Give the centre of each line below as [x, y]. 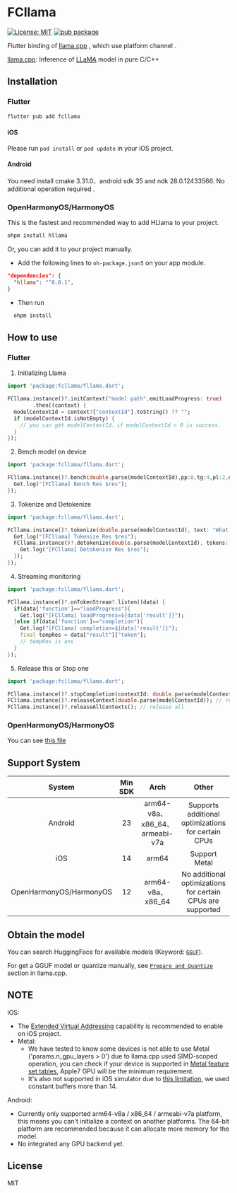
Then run [31, 302]
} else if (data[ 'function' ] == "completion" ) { [78, 622]
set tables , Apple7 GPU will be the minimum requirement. [111, 1071]
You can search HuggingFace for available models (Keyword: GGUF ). [105, 952]
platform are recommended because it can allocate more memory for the [123, 1129]
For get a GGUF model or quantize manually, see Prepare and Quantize [110, 966]
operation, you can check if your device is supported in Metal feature [128, 1064]
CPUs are [204, 901]
